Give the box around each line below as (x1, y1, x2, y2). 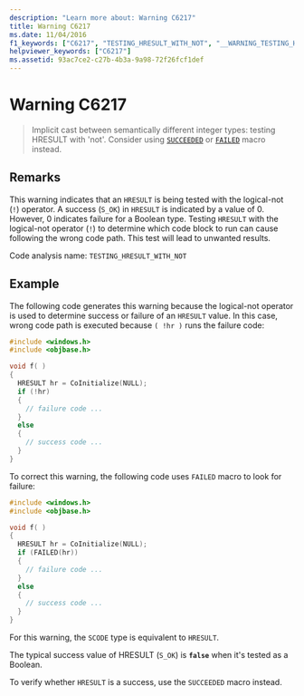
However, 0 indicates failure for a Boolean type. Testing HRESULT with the (9, 213, 279, 224)
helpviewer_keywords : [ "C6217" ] (9, 47, 131, 56)
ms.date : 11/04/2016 (9, 30, 88, 39)
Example (9, 276, 60, 292)
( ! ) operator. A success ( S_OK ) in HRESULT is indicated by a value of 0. (9, 203, 265, 214)
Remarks (9, 169, 62, 186)
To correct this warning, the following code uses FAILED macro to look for (9, 470, 282, 481)
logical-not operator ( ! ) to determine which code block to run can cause (9, 223, 279, 234)
